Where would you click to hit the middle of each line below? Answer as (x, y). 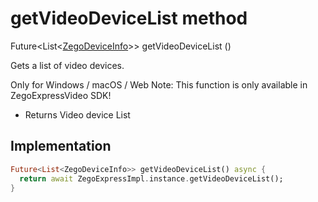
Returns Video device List (77, 114)
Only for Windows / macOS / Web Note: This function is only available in (159, 84)
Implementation (61, 146)
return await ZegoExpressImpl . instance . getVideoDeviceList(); (151, 178)
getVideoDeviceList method (129, 18)
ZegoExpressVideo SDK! (61, 95)
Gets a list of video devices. (67, 65)
